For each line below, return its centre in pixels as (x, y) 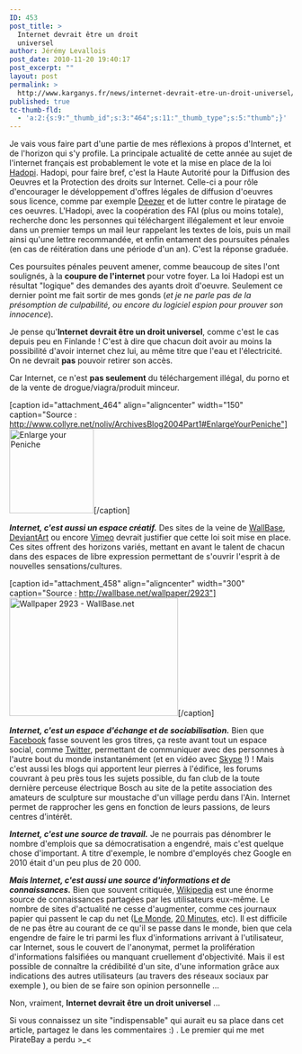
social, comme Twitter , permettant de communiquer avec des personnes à (147, 750)
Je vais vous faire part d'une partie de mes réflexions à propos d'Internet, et (151, 144)
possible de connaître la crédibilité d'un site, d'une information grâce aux (145, 967)
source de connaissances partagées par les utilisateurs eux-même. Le (139, 900)
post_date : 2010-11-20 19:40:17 (70, 59)
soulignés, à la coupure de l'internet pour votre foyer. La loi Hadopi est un (147, 277)
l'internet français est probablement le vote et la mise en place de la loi (140, 163)
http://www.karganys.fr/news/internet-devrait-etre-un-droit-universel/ (156, 93)
